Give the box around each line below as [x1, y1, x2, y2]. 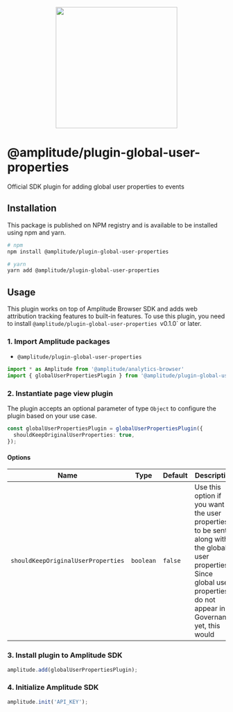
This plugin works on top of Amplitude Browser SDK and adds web [7, 305, 198, 313]
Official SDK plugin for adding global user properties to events [7, 182, 185, 191]
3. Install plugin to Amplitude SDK [7, 650, 123, 660]
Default [162, 471, 189, 480]
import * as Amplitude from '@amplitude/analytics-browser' [7, 366, 185, 373]
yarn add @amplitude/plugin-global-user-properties [7, 267, 159, 274]
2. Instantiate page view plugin [7, 389, 113, 399]
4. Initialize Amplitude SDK [7, 683, 99, 693]
